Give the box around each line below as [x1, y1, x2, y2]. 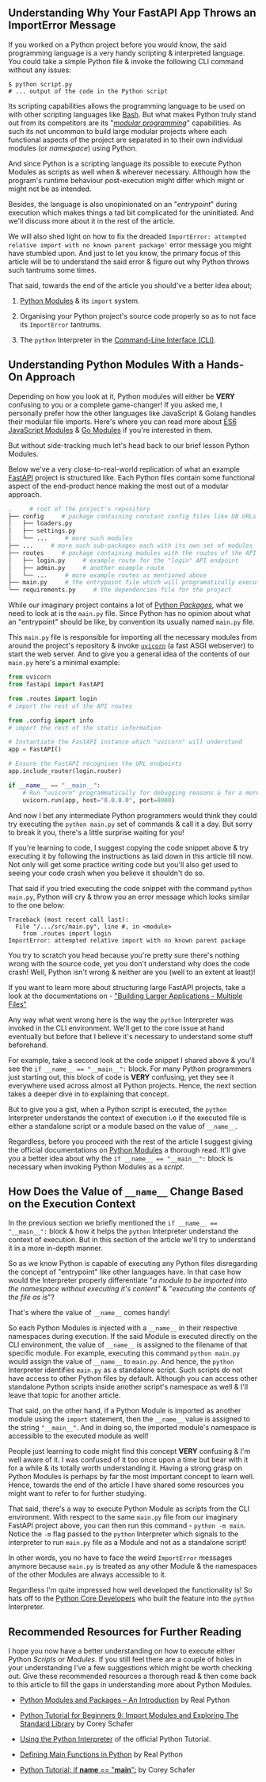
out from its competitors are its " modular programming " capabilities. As [8, 118, 241, 128]
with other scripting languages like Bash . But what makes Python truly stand [8, 109, 256, 119]
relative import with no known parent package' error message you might [8, 239, 252, 249]
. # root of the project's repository [8, 505, 150, 513]
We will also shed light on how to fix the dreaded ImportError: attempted [8, 231, 247, 241]
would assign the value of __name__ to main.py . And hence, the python [8, 1357, 234, 1367]
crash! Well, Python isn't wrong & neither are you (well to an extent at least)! [8, 967, 256, 977]
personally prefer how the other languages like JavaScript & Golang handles [8, 408, 256, 418]
